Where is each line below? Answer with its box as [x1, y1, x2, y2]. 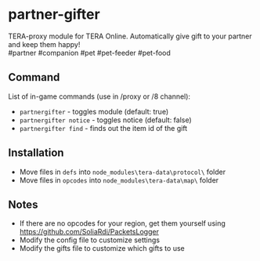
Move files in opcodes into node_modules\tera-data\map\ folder [19, 175, 219, 185]
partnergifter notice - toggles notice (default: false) [19, 115, 192, 125]
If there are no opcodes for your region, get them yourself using [19, 219, 226, 228]
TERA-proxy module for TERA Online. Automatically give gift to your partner [8, 31, 252, 41]
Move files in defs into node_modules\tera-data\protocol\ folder [19, 167, 226, 176]
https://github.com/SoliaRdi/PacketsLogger [19, 227, 159, 237]
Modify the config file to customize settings [19, 235, 161, 245]
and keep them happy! [8, 39, 81, 49]
